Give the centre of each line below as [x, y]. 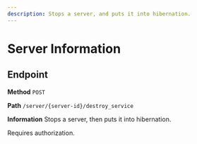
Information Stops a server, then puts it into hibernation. [89, 119]
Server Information [64, 48]
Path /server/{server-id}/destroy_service [71, 105]
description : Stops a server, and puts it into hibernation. [99, 14]
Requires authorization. [41, 133]
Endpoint [28, 75]
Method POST [26, 92]
